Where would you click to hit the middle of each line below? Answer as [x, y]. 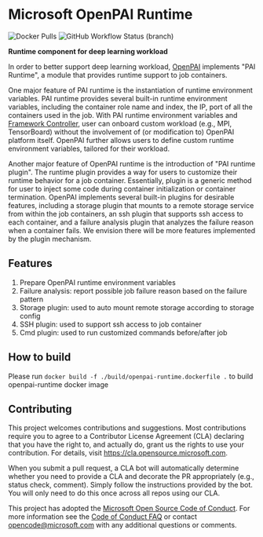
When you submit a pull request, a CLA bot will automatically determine [124, 468]
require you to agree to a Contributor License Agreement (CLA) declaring [126, 437]
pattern [31, 299]
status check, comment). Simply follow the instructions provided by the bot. [131, 485]
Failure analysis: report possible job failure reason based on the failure [133, 290]
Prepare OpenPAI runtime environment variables [98, 282]
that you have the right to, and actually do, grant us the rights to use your [126, 444]
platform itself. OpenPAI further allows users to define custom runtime [121, 140]
